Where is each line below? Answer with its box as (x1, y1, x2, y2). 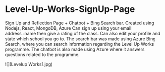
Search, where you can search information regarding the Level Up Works (5, 41, 154, 47)
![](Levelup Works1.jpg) (5, 61, 53, 67)
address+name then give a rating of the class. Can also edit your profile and (5, 30, 160, 36)
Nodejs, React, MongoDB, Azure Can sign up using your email (5, 25, 132, 31)
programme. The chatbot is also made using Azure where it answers (5, 46, 145, 52)
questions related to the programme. (5, 51, 80, 58)
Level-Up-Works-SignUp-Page (5, 3, 135, 15)
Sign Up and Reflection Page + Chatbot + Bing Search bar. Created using (5, 20, 155, 26)
